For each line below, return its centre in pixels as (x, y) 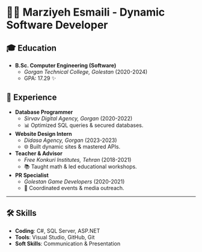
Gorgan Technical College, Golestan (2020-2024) (86, 72)
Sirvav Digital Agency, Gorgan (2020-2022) (78, 118)
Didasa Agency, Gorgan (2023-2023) (70, 140)
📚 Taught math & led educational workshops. (80, 166)
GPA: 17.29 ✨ (40, 78)
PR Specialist (32, 175)
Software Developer (57, 25)
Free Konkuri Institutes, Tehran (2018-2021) (78, 159)
